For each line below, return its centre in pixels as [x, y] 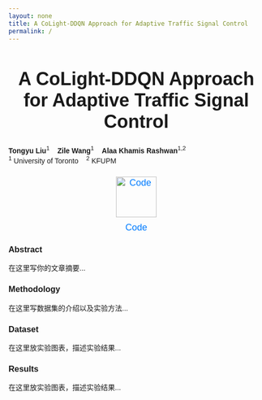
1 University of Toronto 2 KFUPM [62, 159]
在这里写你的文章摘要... [47, 268]
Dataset [24, 329]
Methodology [34, 289]
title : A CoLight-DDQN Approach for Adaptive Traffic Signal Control [129, 24]
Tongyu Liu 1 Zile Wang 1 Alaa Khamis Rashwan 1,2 [97, 150]
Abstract [26, 250]
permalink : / [30, 31]
